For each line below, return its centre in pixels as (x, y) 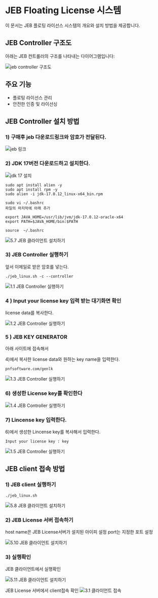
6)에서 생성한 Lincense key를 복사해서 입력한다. (53, 432)
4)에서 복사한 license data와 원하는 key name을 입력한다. (63, 359)
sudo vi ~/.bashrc (25, 203)
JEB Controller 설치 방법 (42, 121)
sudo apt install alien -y (34, 185)
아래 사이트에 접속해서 (27, 349)
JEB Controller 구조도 (38, 43)
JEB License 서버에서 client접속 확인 (42, 590)
